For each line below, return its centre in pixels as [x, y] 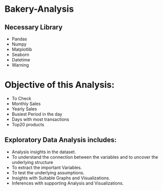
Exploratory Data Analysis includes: [61, 140]
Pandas [19, 39]
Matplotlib [22, 49]
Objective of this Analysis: [60, 85]
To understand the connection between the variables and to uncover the [85, 157]
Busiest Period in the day [37, 114]
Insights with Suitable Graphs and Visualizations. [61, 178]
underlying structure [32, 162]
